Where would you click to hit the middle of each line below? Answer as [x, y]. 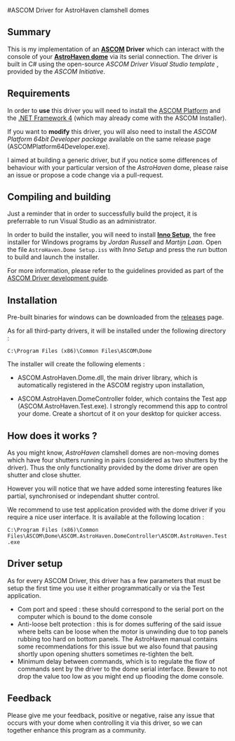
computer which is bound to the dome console [85, 616]
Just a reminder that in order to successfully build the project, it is [102, 214]
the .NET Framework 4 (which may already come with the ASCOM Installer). [117, 118]
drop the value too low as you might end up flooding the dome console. [121, 676]
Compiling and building [59, 197]
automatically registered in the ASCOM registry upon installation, [111, 385]
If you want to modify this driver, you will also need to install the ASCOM [112, 131]
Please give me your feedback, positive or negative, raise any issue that [111, 715]
